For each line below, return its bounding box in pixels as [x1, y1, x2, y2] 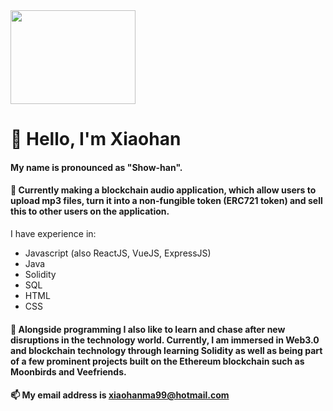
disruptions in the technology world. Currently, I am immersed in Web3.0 [10, 334, 320, 346]
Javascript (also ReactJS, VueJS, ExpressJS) [24, 247, 212, 259]
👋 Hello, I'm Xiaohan [10, 128, 182, 151]
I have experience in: [10, 227, 97, 239]
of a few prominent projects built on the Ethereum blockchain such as [10, 355, 305, 367]
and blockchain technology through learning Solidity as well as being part [10, 344, 323, 356]
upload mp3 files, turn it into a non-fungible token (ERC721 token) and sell [10, 195, 323, 207]
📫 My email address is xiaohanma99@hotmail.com [10, 389, 230, 401]
